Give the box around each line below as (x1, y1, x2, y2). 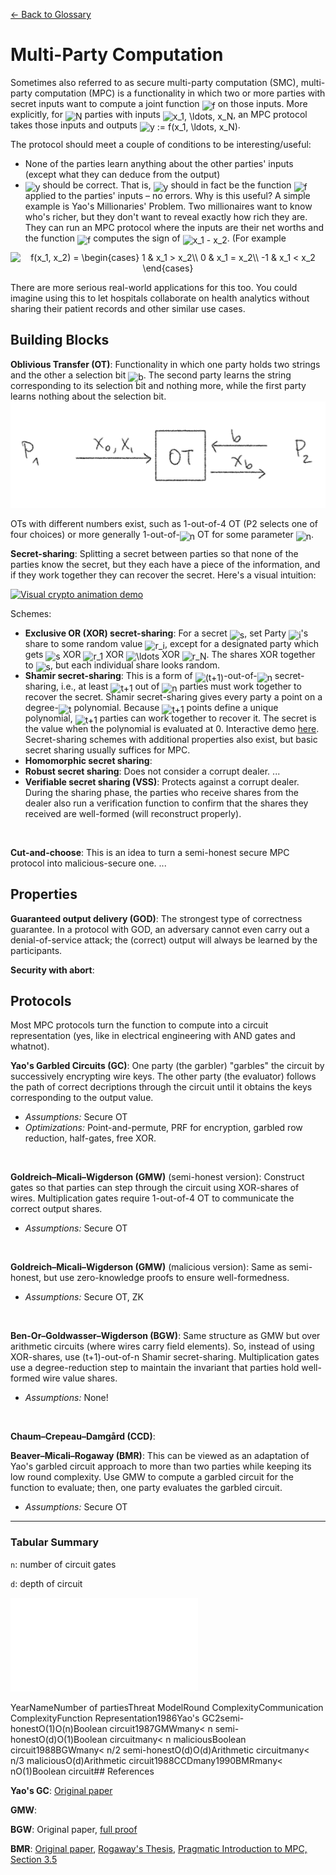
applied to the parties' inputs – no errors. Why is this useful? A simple (24, 189, 311, 201)
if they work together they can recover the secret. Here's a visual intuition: (10, 569, 317, 581)
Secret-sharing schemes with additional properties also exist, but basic (24, 733, 318, 745)
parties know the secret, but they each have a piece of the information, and (10, 558, 321, 570)
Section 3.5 (10, 1853, 58, 1865)
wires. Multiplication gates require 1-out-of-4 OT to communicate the (10, 1192, 295, 1204)
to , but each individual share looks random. (24, 659, 221, 671)
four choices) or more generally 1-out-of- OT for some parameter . (10, 528, 315, 540)
